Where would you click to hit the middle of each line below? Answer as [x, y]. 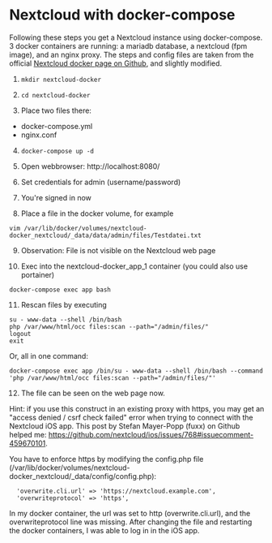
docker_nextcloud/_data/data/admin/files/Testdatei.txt [105, 235]
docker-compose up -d [57, 151]
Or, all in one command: [49, 356]
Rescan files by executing [64, 304]
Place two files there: [56, 110]
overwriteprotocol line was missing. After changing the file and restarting [131, 522]
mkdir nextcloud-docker [61, 80]
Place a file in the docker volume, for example [97, 213]
